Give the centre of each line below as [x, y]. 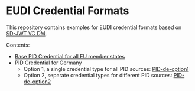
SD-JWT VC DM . [27, 33]
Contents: [18, 45]
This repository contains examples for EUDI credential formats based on [94, 27]
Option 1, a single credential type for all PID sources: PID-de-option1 [106, 69]
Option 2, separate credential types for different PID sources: [98, 75]
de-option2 [37, 82]
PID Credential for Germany [48, 63]
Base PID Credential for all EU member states [70, 56]
